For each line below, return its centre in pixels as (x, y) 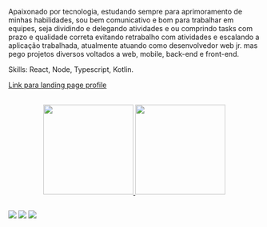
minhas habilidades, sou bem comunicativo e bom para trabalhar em (121, 20)
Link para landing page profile (58, 85)
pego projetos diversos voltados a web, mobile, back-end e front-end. (124, 54)
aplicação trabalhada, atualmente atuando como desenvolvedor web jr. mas (133, 46)
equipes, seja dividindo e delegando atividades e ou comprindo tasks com (131, 28)
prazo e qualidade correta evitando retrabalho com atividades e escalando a (134, 37)
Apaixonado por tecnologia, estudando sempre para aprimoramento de (125, 12)
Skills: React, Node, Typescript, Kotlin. (71, 70)
